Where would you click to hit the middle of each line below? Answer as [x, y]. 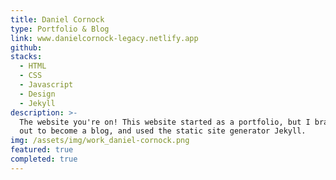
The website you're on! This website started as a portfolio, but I [165, 122]
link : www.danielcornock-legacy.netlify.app [104, 38]
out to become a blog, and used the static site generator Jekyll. [163, 131]
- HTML [33, 66]
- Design [37, 94]
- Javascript [46, 85]
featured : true [42, 150]
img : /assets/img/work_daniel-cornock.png [100, 141]
